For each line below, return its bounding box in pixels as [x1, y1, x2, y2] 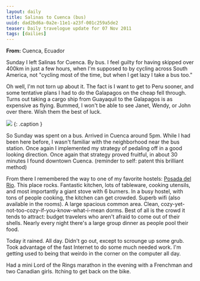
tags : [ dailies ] [6, 31, 46, 37]
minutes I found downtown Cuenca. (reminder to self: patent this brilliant [6, 157, 184, 164]
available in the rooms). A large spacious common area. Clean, [6, 201, 160, 208]
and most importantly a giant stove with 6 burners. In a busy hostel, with [6, 188, 183, 195]
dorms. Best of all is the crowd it [106, 207, 186, 214]
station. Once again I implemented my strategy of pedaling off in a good [6, 145, 183, 152]
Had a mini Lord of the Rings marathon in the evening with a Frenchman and [6, 261, 193, 268]
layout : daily [6, 8, 42, 15]
